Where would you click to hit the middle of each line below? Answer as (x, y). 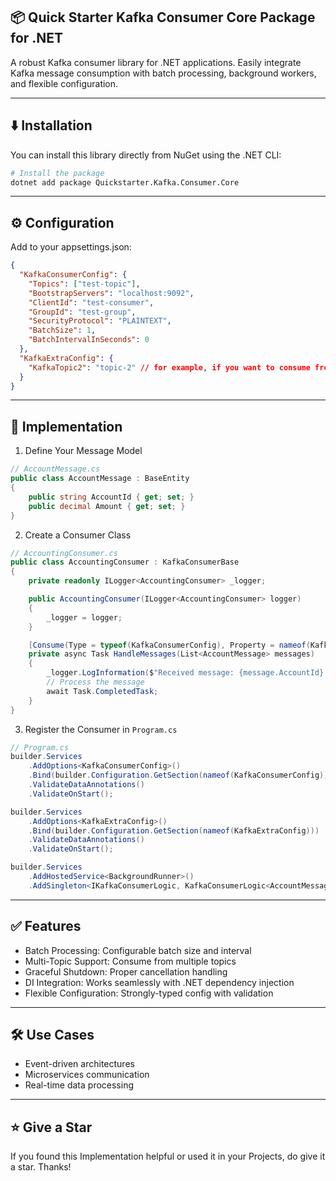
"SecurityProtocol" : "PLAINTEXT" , (100, 321)
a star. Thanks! (41, 1167)
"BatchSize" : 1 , (62, 330)
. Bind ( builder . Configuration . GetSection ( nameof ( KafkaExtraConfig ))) (174, 830)
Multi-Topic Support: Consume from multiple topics (130, 961)
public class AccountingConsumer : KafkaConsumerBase (125, 562)
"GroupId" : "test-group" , (82, 312)
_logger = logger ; (84, 617)
